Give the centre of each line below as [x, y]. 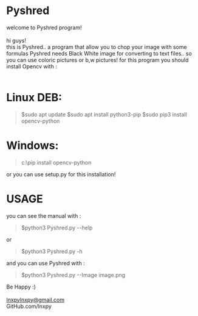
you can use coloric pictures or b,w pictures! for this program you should [97, 60]
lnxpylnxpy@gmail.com [36, 300]
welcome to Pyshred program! [44, 27]
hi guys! [16, 40]
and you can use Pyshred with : [46, 263]
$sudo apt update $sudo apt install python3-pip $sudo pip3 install [104, 114]
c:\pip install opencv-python [56, 162]
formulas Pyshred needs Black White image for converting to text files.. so [99, 53]
